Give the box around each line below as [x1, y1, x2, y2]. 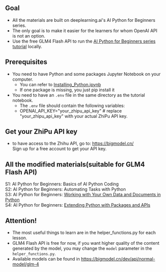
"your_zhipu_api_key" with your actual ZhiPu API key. [19, 113, 127, 119]
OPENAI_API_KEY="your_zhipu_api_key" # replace [19, 108, 122, 113]
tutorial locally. [12, 43, 42, 49]
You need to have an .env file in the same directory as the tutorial [12, 92, 145, 98]
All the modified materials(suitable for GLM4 [5, 160, 145, 168]
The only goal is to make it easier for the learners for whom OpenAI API [12, 27, 158, 34]
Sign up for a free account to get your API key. [12, 146, 107, 152]
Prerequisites [5, 58, 47, 66]
